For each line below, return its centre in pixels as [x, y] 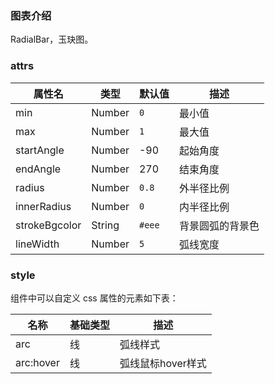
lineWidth [37, 244]
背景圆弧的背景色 [219, 225]
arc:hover [37, 362]
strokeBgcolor [48, 225]
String [105, 225]
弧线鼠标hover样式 [163, 363]
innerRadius [43, 206]
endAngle [38, 169]
